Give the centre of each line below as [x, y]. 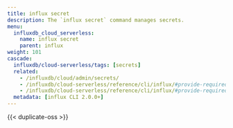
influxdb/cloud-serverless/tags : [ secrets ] [77, 65]
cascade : [20, 59]
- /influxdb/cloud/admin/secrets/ [69, 78]
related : [26, 71]
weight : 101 [24, 53]
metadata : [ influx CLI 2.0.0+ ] [59, 98]
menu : [15, 26]
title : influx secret [38, 13]
